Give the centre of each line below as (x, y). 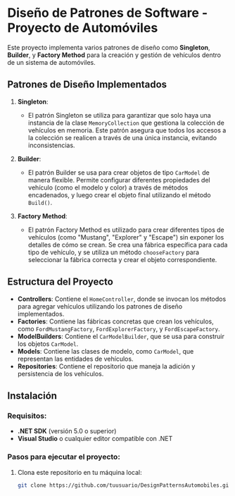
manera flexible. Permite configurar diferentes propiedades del (119, 180)
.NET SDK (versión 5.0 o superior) (67, 431)
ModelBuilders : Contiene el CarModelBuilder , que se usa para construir (121, 336)
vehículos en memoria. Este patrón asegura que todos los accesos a (127, 130)
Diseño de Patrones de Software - (108, 13)
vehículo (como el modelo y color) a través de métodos (108, 187)
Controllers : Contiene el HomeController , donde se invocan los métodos (122, 299)
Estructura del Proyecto (61, 282)
